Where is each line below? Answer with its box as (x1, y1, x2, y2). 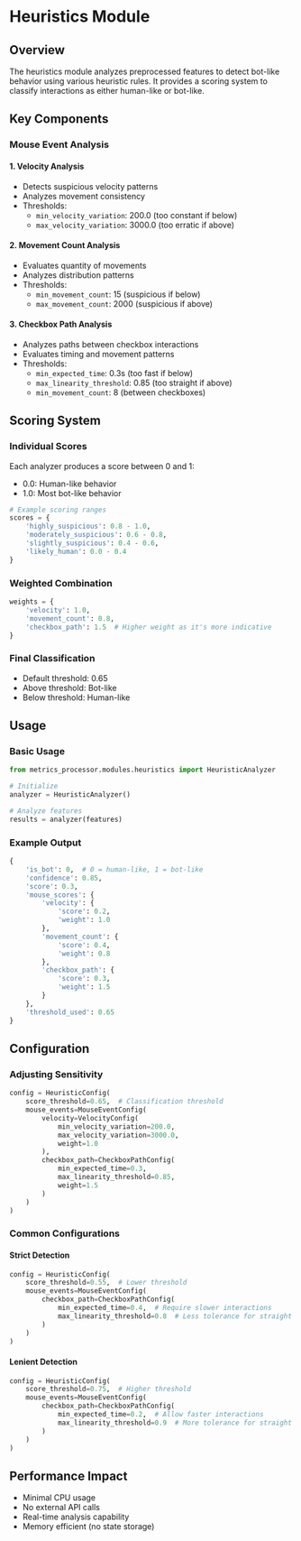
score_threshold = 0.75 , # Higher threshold (25, 1385, 192, 1394)
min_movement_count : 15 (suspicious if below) (35, 289, 201, 300)
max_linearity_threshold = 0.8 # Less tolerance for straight (57, 1311, 293, 1321)
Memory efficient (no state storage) (22, 1521, 155, 1532)
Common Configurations (9, 1227, 120, 1240)
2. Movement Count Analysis (9, 240, 121, 251)
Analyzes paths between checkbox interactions (22, 338, 199, 349)
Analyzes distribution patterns (22, 269, 134, 281)
